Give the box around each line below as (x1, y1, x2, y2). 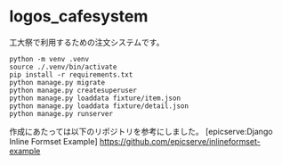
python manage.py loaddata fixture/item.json (9, 94, 181, 103)
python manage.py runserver (9, 109, 114, 118)
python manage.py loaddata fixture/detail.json (9, 101, 189, 111)
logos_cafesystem (9, 6, 149, 27)
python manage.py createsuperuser (9, 86, 138, 95)
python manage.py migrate (9, 78, 105, 87)
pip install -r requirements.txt (9, 70, 133, 79)
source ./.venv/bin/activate (9, 62, 117, 71)
